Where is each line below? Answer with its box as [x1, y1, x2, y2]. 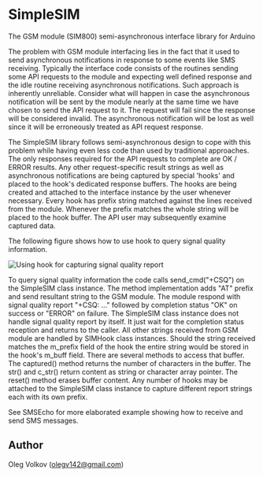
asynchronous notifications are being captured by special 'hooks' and [8, 171, 235, 180]
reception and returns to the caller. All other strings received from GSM [8, 325, 239, 335]
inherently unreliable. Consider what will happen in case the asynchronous [8, 88, 250, 98]
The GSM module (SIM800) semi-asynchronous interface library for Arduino [8, 31, 256, 41]
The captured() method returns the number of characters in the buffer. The [8, 358, 251, 368]
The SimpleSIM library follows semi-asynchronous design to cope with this [8, 137, 251, 146]
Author [8, 438, 43, 452]
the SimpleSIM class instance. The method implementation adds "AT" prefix [8, 283, 254, 293]
